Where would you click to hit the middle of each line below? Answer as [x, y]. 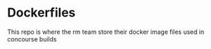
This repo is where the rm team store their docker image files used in [106, 32]
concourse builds [32, 39]
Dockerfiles [42, 13]
